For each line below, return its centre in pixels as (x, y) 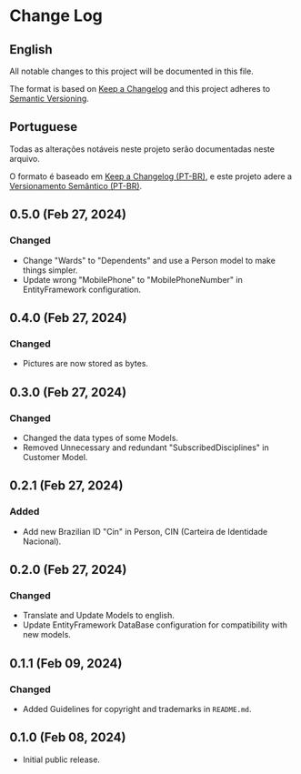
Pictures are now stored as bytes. (85, 364)
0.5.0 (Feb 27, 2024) (68, 215)
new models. (46, 635)
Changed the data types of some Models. (100, 437)
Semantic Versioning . (49, 98)
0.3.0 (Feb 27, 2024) (68, 392)
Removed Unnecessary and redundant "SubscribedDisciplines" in (146, 447)
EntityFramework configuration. (82, 289)
